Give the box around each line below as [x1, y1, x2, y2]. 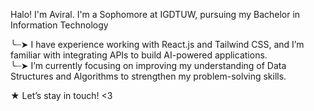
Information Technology [10, 19, 109, 31]
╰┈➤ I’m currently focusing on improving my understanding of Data [10, 60, 287, 71]
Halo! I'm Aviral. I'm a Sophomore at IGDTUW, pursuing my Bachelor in [10, 9, 301, 20]
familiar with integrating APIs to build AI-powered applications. [10, 49, 268, 61]
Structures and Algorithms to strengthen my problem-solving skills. [10, 70, 287, 82]
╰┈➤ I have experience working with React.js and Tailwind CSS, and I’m [10, 39, 305, 50]
